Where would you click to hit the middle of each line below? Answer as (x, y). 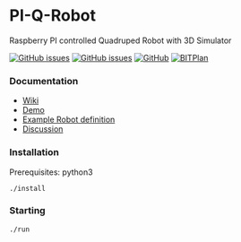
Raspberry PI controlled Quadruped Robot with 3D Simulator (120, 40)
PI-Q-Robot (53, 16)
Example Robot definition (69, 120)
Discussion (43, 129)
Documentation (44, 81)
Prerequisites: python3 (51, 172)
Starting (28, 211)
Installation (34, 152)
